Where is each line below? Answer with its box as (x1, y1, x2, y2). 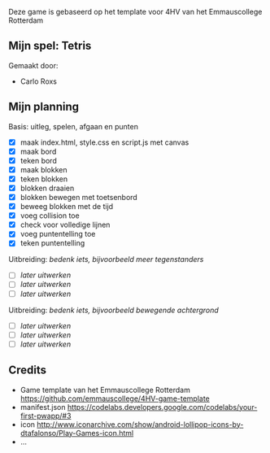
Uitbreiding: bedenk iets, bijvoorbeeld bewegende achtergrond (8, 305, 220, 315)
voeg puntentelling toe (20, 229, 96, 239)
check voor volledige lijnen (20, 220, 111, 230)
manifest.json (20, 402, 66, 412)
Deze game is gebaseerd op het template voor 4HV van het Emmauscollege (8, 7, 263, 16)
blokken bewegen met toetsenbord (20, 193, 138, 202)
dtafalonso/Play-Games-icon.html (20, 428, 134, 438)
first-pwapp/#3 (20, 411, 72, 420)
